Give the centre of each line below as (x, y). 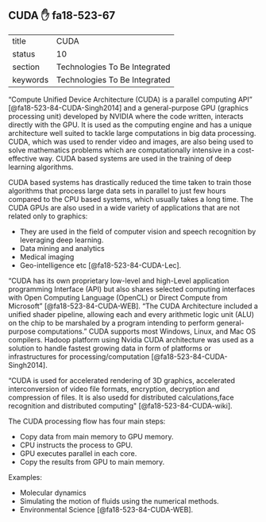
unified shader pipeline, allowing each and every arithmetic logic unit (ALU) (131, 314)
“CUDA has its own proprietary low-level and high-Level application (119, 280)
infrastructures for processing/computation (79, 356)
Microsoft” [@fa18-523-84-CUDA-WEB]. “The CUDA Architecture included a (133, 306)
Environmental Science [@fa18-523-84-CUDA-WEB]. (106, 509)
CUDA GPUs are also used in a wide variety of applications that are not (124, 207)
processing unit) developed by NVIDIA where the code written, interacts (126, 116)
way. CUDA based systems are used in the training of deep (135, 158)
